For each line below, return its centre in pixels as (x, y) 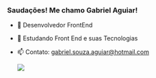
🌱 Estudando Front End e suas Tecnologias (77, 38)
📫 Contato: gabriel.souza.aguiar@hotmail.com (83, 52)
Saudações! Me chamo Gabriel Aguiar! (73, 10)
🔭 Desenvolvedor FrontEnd (55, 25)
